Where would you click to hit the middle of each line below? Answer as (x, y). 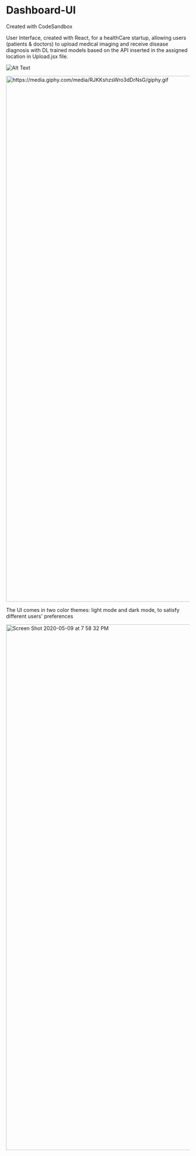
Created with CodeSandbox (39, 26)
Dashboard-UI (41, 10)
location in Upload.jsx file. (37, 56)
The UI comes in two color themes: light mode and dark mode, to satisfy (93, 610)
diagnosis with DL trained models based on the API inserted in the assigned (97, 50)
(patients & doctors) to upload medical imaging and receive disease (87, 44)
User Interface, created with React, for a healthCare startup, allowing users (96, 37)
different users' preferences (40, 616)
